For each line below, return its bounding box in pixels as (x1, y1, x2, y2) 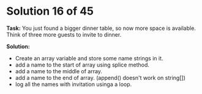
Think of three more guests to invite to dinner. (6, 31, 122, 38)
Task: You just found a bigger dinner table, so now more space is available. (6, 24, 196, 32)
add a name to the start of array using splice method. (15, 61, 150, 68)
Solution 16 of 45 (6, 4, 94, 18)
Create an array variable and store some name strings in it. (15, 54, 163, 62)
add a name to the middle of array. (15, 67, 103, 74)
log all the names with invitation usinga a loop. (15, 81, 132, 88)
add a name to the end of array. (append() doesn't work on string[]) (15, 74, 185, 81)
